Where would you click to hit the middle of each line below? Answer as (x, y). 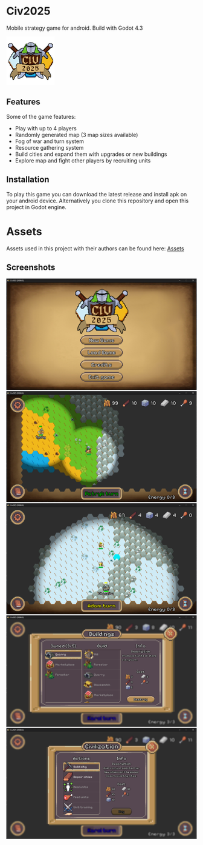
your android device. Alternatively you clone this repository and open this (98, 201)
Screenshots (31, 267)
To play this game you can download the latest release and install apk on (97, 194)
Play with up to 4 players (46, 128)
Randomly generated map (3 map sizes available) (76, 135)
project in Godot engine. (36, 207)
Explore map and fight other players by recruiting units (83, 160)
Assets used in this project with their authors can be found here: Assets (95, 248)
